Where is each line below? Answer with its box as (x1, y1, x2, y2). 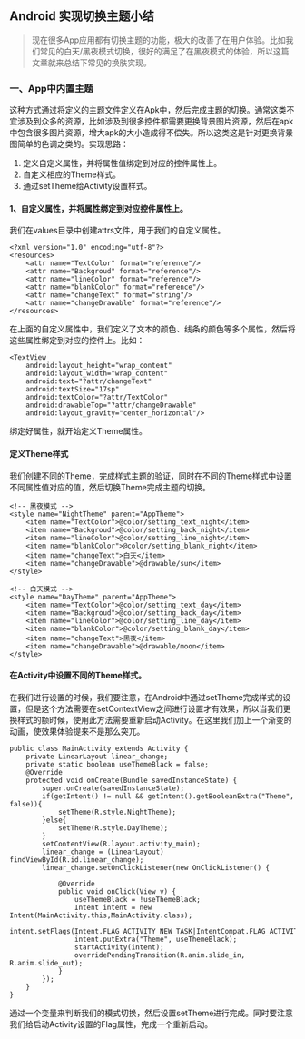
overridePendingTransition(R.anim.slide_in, (74, 950, 246, 960)
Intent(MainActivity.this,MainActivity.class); (9, 911, 193, 920)
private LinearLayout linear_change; (25, 752, 169, 761)
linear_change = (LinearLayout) (42, 847, 165, 856)
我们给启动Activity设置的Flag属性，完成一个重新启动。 (9, 1018, 213, 1029)
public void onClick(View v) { (57, 886, 177, 896)
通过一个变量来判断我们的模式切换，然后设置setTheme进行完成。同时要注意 (9, 1007, 293, 1018)
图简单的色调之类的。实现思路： (9, 139, 129, 150)
